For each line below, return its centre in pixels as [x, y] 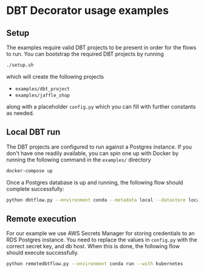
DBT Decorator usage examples [87, 11]
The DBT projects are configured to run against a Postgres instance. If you [99, 147]
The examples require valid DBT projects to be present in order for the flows [101, 47]
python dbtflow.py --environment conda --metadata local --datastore [96, 200]
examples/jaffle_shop [42, 95]
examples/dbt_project [42, 89]
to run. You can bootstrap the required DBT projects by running [85, 54]
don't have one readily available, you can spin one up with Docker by [93, 153]
